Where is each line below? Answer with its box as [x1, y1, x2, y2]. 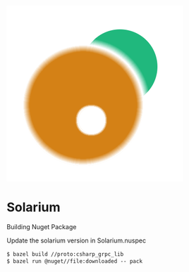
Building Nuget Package [6, 222, 77, 231]
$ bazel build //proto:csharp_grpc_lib [6, 250, 124, 258]
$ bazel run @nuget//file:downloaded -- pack [6, 257, 142, 265]
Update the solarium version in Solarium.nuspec [6, 236, 146, 245]
